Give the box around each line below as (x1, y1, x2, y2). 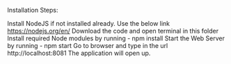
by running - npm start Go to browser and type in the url (7, 42, 168, 49)
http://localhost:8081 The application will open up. (7, 49, 151, 57)
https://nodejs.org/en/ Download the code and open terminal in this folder (7, 27, 219, 35)
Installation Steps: (7, 6, 58, 14)
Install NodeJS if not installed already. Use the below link (7, 19, 170, 27)
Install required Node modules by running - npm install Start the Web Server (7, 34, 225, 42)
